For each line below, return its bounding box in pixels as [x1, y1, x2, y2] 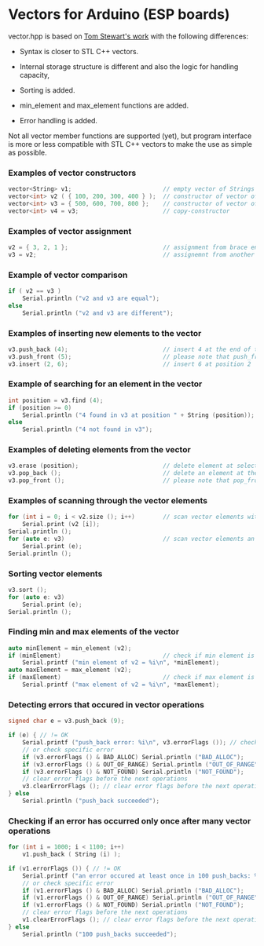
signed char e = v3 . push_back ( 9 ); [8, 717, 125, 725]
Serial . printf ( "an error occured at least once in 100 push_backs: [22, 871, 251, 880]
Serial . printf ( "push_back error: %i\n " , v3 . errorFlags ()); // [22, 739, 237, 747]
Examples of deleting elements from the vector [8, 444, 191, 455]
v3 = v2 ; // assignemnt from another [8, 250, 255, 258]
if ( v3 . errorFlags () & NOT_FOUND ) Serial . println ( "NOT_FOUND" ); [22, 768, 244, 776]
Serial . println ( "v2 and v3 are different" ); [22, 309, 174, 317]
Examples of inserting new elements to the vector [8, 327, 202, 338]
